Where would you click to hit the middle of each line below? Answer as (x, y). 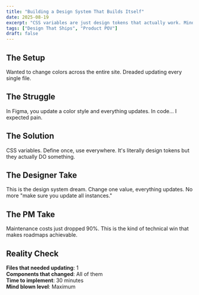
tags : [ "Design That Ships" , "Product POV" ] (62, 28)
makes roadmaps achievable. (42, 235)
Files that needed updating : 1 (42, 268)
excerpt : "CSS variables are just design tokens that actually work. (94, 23)
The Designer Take (41, 175)
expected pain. (24, 117)
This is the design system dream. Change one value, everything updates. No (99, 190)
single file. (19, 78)
